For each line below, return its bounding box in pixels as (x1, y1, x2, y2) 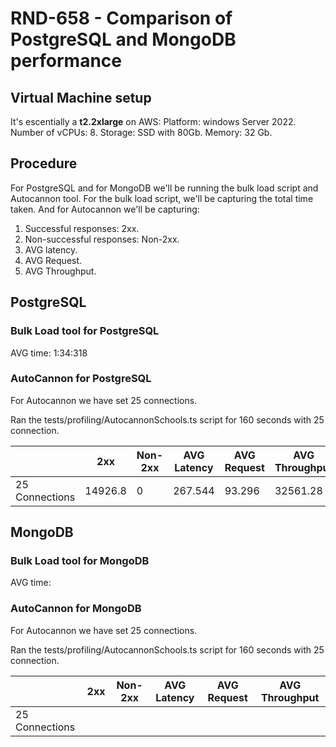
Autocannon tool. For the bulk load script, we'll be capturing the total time (10, 192, 314, 204)
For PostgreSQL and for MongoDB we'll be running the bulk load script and (10, 182, 319, 194)
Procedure (10, 155, 78, 172)
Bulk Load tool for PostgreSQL (10, 324, 160, 338)
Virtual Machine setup (10, 89, 152, 106)
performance (10, 50, 122, 72)
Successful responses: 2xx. (24, 222, 140, 234)
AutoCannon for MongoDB (10, 602, 142, 616)
